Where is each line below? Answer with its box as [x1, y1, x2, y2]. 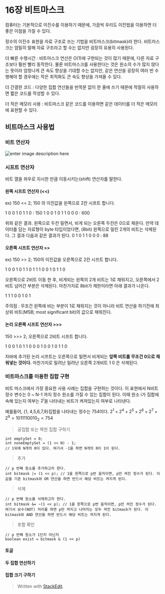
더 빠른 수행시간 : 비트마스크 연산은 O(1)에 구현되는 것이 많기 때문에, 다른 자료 [5, 55, 154, 61]
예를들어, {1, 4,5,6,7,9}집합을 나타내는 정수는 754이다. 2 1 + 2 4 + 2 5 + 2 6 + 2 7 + [5, 408, 158, 415]
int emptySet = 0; [5, 436, 43, 441]
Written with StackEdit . [17, 583, 64, 589]
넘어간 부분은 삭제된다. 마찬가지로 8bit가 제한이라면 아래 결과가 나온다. [14, 283, 150, 289]
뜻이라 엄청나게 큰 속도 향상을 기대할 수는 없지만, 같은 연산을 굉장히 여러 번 [10, 67, 154, 73]
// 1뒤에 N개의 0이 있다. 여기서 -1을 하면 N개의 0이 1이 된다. [5, 446, 121, 451]
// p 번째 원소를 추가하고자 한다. [5, 466, 66, 471]
